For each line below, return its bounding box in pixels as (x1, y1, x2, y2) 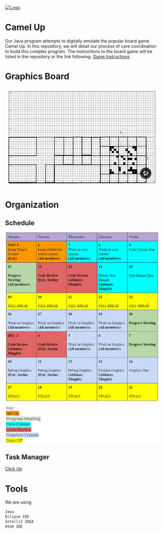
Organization (5, 199, 59, 210)
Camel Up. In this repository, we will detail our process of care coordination (5, 43, 157, 49)
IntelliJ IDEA (5, 519, 34, 524)
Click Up (5, 466, 22, 472)
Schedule (5, 219, 35, 227)
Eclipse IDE (5, 514, 29, 519)
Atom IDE (5, 524, 23, 529)
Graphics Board (5, 71, 70, 82)
